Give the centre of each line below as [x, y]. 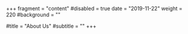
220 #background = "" [33, 15]
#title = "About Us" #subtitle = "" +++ [51, 26]
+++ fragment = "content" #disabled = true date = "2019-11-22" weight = [94, 8]
